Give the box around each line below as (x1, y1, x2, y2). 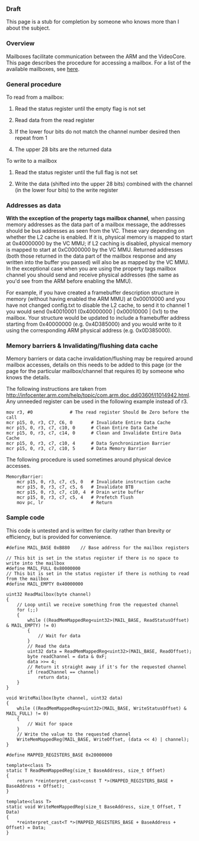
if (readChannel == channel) (27, 669, 99, 675)
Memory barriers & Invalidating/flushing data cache (6, 342, 158, 350)
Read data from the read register (14, 116, 95, 123)
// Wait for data (37, 633, 81, 638)
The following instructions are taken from (6, 386, 107, 393)
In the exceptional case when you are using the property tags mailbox (6, 265, 176, 272)
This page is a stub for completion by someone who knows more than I (6, 18, 179, 25)
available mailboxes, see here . (6, 65, 80, 72)
